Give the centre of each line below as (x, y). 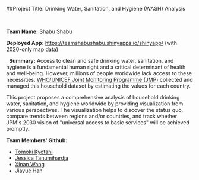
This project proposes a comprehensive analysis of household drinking (93, 97)
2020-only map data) (32, 49)
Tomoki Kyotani (34, 152)
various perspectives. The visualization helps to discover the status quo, (95, 110)
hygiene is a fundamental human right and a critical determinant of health (96, 67)
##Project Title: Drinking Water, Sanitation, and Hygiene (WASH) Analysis (96, 9)
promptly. (18, 129)
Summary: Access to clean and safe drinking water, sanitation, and (91, 61)
